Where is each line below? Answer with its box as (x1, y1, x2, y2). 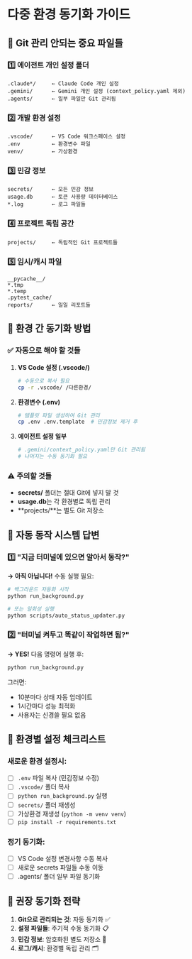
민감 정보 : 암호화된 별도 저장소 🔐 (17, 935, 107, 944)
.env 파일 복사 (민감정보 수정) (17, 774, 100, 782)
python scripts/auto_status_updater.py (7, 612, 125, 619)
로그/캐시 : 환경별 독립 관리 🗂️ (17, 944, 99, 953)
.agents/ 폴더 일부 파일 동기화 (17, 872, 101, 881)
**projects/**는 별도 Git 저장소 (17, 506, 104, 515)
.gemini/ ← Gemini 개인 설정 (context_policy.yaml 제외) (7, 87, 186, 94)
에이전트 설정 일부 (17, 432, 67, 441)
